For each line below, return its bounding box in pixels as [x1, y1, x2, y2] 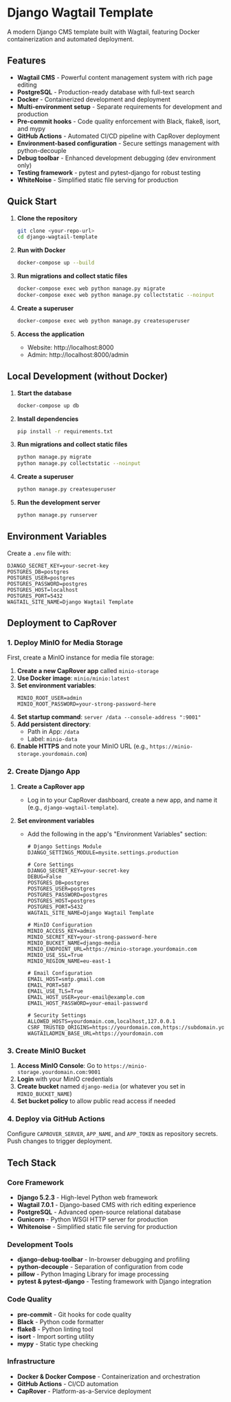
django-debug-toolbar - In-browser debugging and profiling [16, 1255, 190, 1264]
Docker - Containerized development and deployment [16, 95, 170, 103]
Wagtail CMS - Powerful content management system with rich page [16, 73, 213, 81]
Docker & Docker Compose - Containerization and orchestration [16, 1372, 201, 1381]
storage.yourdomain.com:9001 [16, 1069, 101, 1075]
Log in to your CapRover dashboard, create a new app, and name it [27, 796, 218, 804]
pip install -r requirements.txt [16, 428, 113, 435]
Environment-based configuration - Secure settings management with [16, 139, 220, 147]
